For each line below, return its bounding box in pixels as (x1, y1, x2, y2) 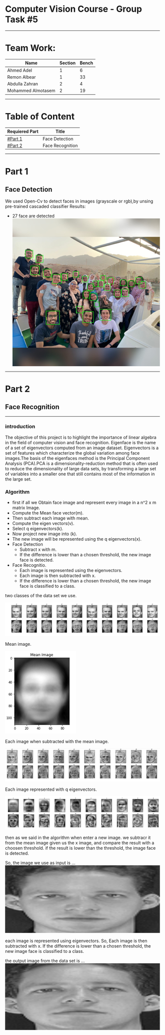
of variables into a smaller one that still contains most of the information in (5, 471, 155, 477)
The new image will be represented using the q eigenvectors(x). (12, 536, 141, 542)
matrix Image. (12, 505, 40, 511)
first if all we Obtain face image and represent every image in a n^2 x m (12, 500, 157, 506)
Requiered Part (7, 129, 39, 135)
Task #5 (5, 14, 38, 25)
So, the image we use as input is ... (5, 860, 76, 866)
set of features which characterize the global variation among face (5, 450, 140, 456)
